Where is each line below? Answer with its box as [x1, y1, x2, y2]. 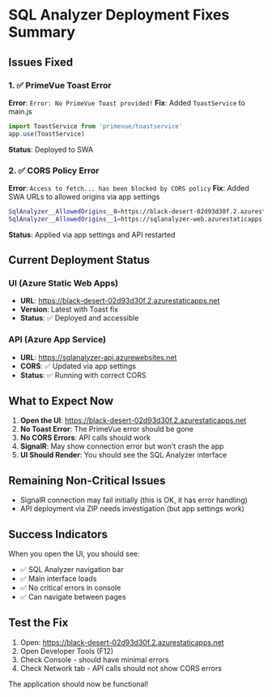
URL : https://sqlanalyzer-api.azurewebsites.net [19, 352, 177, 362]
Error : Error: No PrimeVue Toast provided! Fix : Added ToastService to [8, 97, 245, 107]
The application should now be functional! [8, 679, 149, 689]
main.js [8, 106, 32, 116]
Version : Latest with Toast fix [19, 304, 119, 314]
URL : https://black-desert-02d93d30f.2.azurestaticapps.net [19, 296, 220, 306]
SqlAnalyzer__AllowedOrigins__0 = [8, 207, 121, 216]
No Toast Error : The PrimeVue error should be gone [19, 424, 194, 434]
